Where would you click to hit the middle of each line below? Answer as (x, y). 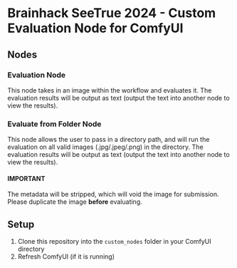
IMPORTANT (26, 178)
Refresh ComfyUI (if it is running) (66, 257)
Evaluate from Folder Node (54, 124)
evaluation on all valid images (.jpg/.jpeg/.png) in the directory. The (106, 147)
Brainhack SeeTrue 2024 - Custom (112, 13)
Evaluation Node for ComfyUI (95, 28)
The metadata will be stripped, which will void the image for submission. (113, 195)
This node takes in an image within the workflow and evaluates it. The (110, 90)
